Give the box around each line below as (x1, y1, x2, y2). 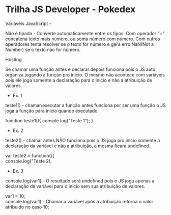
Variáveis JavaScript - (5, 20, 52, 26)
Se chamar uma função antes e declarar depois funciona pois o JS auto (5, 66, 156, 72)
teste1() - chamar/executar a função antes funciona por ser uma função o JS (5, 102, 166, 108)
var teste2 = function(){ (5, 152, 54, 158)
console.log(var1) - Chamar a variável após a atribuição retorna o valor (5, 198, 154, 204)
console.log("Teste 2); (5, 158, 52, 164)
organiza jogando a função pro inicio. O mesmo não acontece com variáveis (5, 71, 165, 77)
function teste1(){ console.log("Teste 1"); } (5, 117, 93, 123)
